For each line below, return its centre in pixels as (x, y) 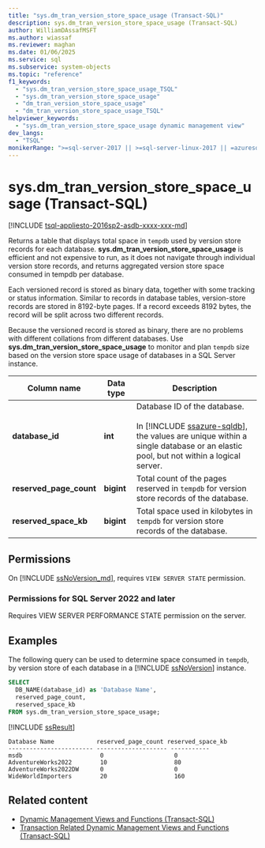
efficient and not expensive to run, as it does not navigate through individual (132, 258)
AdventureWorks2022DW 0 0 (93, 769)
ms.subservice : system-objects (60, 67)
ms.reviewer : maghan (42, 45)
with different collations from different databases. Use (96, 339)
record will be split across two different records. (86, 315)
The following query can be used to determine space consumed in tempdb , (129, 660)
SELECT (19, 683)
